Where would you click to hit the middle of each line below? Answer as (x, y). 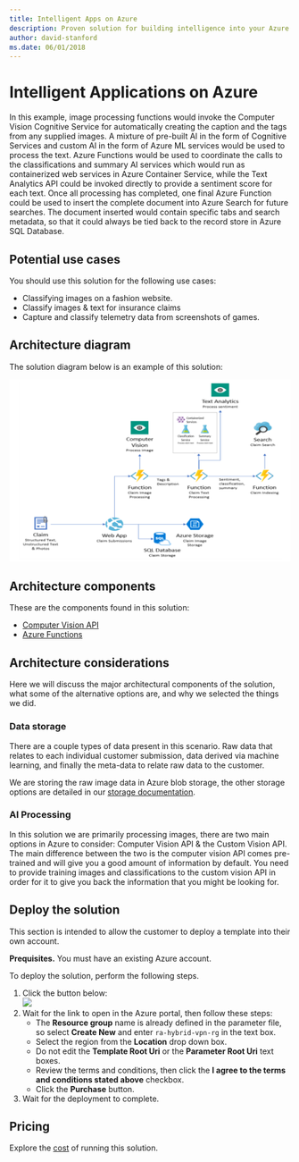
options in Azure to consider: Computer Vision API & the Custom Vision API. (148, 844)
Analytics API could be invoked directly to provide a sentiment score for (141, 184)
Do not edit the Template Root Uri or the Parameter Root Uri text (154, 1051)
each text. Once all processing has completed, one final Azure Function (141, 193)
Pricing (30, 1127)
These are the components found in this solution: (100, 608)
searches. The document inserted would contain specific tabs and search (145, 212)
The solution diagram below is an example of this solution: (116, 366)
